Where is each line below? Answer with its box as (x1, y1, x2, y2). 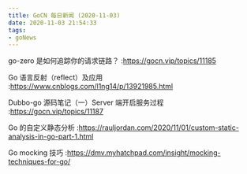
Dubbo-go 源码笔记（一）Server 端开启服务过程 (8, 98, 164, 107)
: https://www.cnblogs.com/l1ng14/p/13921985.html (8, 82, 174, 91)
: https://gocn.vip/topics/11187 (8, 107, 104, 117)
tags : (8, 26, 26, 34)
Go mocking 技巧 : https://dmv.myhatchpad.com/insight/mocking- (8, 148, 221, 157)
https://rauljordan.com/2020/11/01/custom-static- (78, 123, 239, 132)
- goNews (8, 33, 37, 42)
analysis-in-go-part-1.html (8, 131, 94, 142)
